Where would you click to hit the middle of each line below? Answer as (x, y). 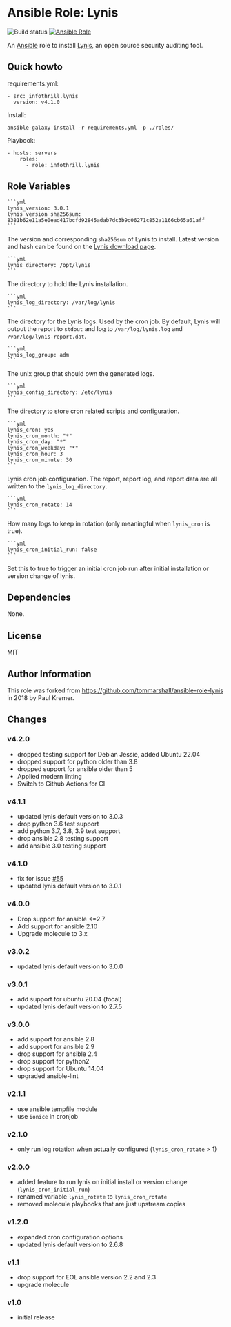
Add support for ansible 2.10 (57, 926)
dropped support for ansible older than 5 (75, 769)
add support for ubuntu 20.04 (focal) (69, 999)
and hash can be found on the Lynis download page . (82, 246)
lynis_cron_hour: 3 (35, 454)
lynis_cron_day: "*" (37, 442)
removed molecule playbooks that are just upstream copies (101, 1204)
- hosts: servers (32, 153)
